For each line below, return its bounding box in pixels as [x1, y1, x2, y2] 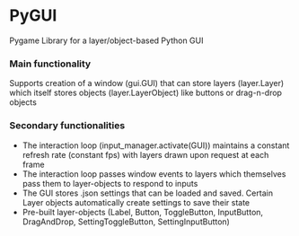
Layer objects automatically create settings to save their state [22, 197, 251, 207]
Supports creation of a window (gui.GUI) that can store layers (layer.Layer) [9, 78, 285, 89]
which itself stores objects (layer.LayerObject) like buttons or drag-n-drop [9, 87, 283, 99]
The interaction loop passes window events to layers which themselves [22, 168, 286, 179]
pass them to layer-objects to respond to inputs [22, 178, 198, 188]
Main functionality [9, 57, 92, 70]
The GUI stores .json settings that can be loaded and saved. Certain [22, 188, 274, 198]
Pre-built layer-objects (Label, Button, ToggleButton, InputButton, [22, 206, 263, 217]
